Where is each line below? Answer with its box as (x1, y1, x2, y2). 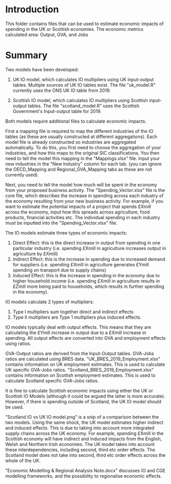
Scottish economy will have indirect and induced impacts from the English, (5, 435, 162, 442)
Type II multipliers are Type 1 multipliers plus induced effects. (12, 314, 142, 320)
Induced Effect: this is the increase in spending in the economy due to (12, 272, 160, 278)
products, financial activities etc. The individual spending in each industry (5, 214, 160, 220)
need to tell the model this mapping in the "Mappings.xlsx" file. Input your (5, 155, 160, 161)
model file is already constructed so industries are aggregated (5, 139, 136, 145)
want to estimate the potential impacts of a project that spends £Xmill (5, 203, 152, 209)
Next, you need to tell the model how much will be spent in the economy (5, 181, 157, 188)
